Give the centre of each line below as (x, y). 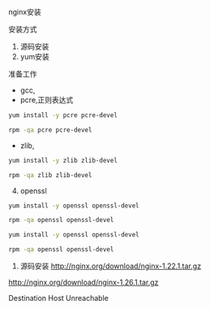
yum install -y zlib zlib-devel (63, 160)
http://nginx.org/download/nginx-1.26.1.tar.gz (84, 282)
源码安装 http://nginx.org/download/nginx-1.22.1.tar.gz (110, 266)
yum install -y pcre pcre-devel (63, 115)
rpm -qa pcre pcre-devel (50, 130)
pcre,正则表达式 (47, 100)
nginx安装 (25, 12)
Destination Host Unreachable (59, 298)
